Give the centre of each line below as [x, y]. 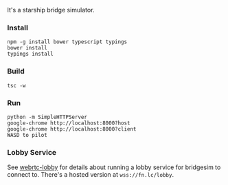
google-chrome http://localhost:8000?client [72, 129]
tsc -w [16, 85]
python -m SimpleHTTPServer [47, 117]
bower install [27, 48]
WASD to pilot [27, 135]
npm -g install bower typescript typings [67, 42]
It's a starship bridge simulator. [51, 10]
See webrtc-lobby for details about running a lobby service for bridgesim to [114, 167]
